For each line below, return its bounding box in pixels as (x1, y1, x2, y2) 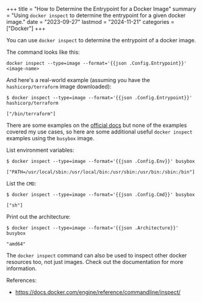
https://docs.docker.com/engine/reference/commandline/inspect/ (15, 289, 181, 296)
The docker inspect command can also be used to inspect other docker (6, 252, 187, 259)
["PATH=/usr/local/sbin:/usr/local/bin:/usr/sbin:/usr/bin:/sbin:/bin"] (6, 169, 195, 175)
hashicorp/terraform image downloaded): (6, 83, 112, 90)
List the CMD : (6, 180, 37, 187)
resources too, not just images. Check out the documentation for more (6, 259, 184, 265)
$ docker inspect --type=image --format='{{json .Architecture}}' (6, 225, 179, 231)
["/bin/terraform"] (6, 111, 56, 117)
